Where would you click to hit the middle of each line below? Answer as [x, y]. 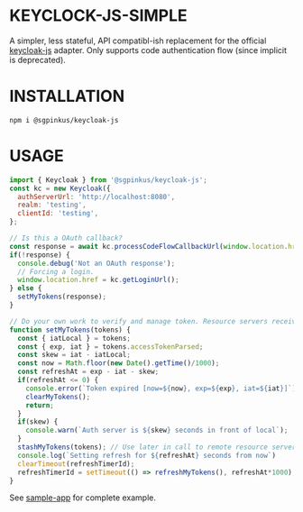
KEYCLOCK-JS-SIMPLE [98, 16]
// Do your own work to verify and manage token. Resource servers [139, 321]
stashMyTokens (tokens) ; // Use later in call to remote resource [143, 447]
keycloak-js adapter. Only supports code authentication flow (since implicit [148, 50]
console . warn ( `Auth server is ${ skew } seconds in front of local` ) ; [157, 430]
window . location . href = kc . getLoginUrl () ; [98, 280]
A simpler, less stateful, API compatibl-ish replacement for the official [138, 41]
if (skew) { [38, 422]
